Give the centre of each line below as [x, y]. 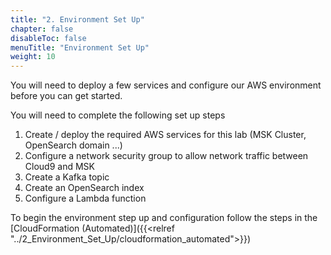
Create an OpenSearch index [84, 188]
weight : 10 [33, 57]
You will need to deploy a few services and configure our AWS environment [166, 85]
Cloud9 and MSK [59, 167]
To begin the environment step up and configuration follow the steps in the [164, 218]
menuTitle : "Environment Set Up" [80, 47]
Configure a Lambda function [85, 198]
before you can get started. [66, 96]
